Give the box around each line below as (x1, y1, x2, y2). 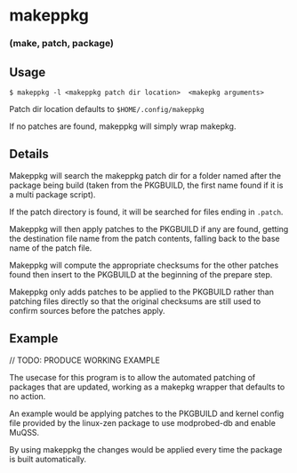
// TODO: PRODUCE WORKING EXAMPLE (9, 355, 161, 365)
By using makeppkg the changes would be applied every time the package (9, 444, 283, 454)
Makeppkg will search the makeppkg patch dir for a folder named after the (9, 170, 282, 180)
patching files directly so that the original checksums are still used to (9, 295, 261, 307)
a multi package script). (9, 188, 96, 200)
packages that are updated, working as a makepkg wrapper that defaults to (9, 381, 285, 392)
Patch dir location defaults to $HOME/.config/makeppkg (9, 103, 205, 114)
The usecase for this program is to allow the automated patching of (9, 372, 256, 382)
